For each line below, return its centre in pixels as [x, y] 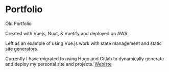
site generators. [22, 49]
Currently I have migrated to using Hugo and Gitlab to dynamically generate [85, 58]
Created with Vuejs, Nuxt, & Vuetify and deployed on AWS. [67, 33]
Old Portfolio [18, 23]
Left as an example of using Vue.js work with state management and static [83, 43]
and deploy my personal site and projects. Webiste [58, 64]
